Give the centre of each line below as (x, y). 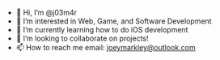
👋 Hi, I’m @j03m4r (46, 13)
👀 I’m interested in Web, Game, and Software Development (114, 21)
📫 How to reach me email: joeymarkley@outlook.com (106, 47)
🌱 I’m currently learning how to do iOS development (102, 30)
